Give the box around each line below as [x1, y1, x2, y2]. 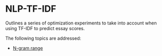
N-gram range [12, 45, 43, 51]
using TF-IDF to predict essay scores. [5, 25, 85, 31]
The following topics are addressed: [5, 35, 82, 41]
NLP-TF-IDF [5, 3, 56, 15]
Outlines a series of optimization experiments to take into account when [5, 20, 157, 26]
